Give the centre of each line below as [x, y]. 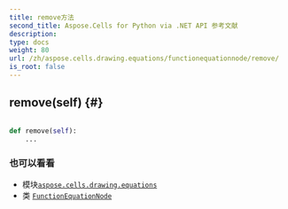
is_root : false [37, 67]
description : [33, 34]
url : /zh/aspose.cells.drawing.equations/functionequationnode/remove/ [144, 58]
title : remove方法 [42, 17]
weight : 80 [29, 50]
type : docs [29, 42]
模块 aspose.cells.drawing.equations [90, 184]
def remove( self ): [43, 131]
